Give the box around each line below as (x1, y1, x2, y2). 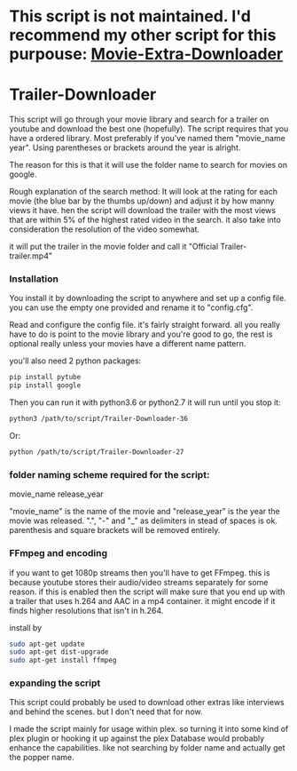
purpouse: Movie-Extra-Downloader (9, 44, 284, 64)
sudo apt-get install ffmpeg (9, 656, 117, 665)
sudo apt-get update (9, 640, 86, 648)
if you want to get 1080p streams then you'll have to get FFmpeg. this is (9, 567, 270, 578)
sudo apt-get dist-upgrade (9, 648, 109, 656)
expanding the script (9, 677, 101, 689)
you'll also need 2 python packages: (9, 355, 142, 366)
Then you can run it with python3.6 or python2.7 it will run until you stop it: (9, 397, 281, 408)
